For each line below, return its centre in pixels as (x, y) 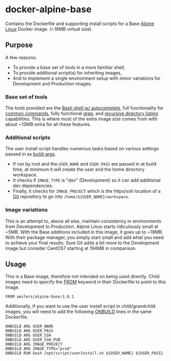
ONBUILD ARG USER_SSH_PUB (33, 340)
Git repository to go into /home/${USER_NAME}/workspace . (71, 197)
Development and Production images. (52, 83)
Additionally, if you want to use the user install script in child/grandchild (80, 306)
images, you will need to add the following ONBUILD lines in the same (79, 312)
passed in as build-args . (31, 154)
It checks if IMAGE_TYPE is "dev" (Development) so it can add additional (87, 180)
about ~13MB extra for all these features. (48, 124)
